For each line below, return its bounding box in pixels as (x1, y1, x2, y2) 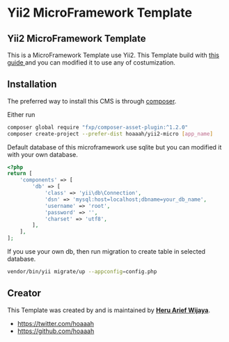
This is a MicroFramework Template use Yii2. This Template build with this (7, 51, 219, 59)
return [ (7, 170, 33, 177)
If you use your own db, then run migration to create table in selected (7, 247, 206, 256)
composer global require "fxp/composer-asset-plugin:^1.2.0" (7, 124, 189, 131)
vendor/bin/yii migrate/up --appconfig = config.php (7, 268, 157, 275)
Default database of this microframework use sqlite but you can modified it (7, 142, 222, 151)
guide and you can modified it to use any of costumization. (7, 58, 176, 67)
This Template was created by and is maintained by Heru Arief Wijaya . (7, 306, 211, 314)
